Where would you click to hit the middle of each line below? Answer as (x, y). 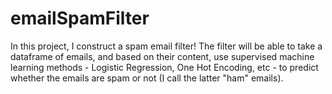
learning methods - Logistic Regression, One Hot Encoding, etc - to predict (164, 67)
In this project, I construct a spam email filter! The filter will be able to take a (166, 46)
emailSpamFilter (80, 18)
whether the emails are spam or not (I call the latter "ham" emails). (147, 78)
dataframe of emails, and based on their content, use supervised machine (162, 56)
